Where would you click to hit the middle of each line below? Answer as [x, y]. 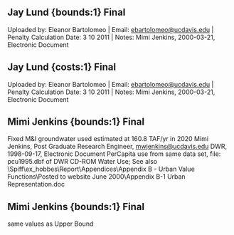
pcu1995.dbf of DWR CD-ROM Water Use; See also [83, 162]
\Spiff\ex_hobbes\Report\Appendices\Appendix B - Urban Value [101, 169]
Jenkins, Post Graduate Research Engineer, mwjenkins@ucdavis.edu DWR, [117, 147]
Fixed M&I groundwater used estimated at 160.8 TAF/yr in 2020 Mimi [108, 139]
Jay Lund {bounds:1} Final [67, 12]
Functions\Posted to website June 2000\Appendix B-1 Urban [97, 177]
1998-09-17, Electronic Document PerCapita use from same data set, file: [114, 154]
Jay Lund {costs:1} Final [62, 67]
